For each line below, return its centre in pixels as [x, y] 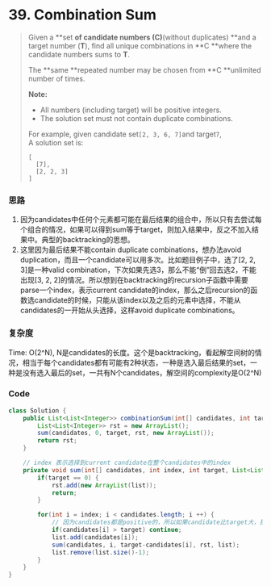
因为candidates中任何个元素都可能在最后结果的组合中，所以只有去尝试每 [141, 220]
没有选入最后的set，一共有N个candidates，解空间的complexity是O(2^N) [142, 372]
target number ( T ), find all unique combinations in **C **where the [140, 45]
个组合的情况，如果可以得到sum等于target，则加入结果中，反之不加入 [136, 230]
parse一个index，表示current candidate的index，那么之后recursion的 [135, 290]
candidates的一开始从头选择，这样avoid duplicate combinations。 [129, 310]
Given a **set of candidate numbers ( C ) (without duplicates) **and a [142, 37]
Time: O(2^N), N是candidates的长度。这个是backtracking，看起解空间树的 [132, 352]
